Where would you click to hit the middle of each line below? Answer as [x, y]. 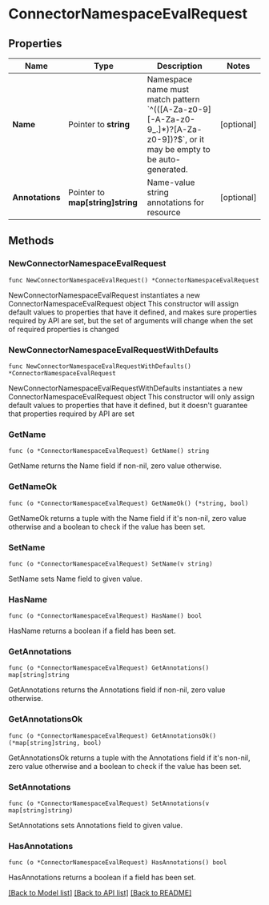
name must [168, 89]
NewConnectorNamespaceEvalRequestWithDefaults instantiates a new [125, 388]
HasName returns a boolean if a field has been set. [92, 631]
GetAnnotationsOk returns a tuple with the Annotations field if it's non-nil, [129, 758]
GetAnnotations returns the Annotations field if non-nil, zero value [117, 690]
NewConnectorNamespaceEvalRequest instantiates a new [104, 295]
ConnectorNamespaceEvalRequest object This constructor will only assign [131, 396]
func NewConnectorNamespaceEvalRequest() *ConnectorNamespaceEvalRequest [134, 280]
